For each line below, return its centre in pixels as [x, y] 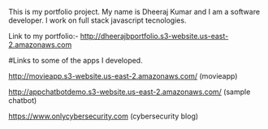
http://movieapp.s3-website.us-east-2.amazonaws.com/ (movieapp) [123, 76]
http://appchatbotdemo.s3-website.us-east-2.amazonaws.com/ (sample [130, 92]
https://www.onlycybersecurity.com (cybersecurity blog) [104, 116]
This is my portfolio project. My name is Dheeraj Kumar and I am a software [134, 12]
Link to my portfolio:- [43, 36]
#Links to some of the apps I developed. [76, 60]
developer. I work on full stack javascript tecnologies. [97, 20]
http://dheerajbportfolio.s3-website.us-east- [154, 36]
